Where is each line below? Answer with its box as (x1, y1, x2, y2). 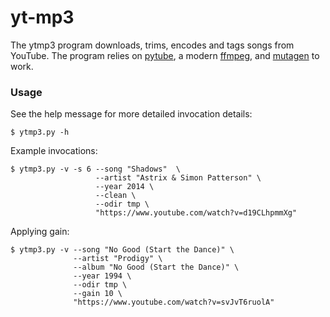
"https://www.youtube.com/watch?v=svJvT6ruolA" (73, 297, 275, 308)
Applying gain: (10, 226, 70, 238)
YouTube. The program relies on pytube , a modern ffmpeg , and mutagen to (10, 49, 320, 61)
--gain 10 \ (73, 289, 123, 299)
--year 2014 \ (95, 182, 155, 192)
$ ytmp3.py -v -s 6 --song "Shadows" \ (10, 164, 182, 175)
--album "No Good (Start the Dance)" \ (73, 262, 240, 273)
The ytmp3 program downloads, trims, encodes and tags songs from (10, 39, 295, 51)
